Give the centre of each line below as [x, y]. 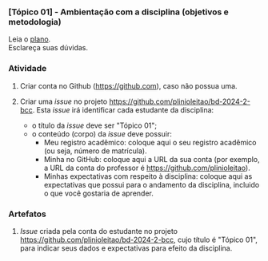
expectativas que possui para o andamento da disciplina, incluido [152, 184]
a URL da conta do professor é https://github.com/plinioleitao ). [147, 168]
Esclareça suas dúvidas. [48, 48]
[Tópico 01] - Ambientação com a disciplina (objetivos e [119, 12]
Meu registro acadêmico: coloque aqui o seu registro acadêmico [150, 142]
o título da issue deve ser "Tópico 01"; [94, 125]
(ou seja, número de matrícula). [95, 151]
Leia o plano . [30, 39]
